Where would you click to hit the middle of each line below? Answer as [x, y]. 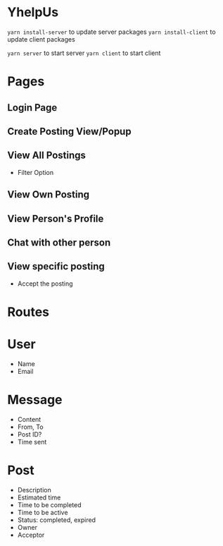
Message [35, 400]
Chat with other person [59, 242]
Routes [28, 312]
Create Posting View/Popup [69, 131]
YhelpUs [33, 12]
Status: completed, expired [57, 520]
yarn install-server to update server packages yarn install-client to [111, 32]
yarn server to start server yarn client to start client [84, 53]
